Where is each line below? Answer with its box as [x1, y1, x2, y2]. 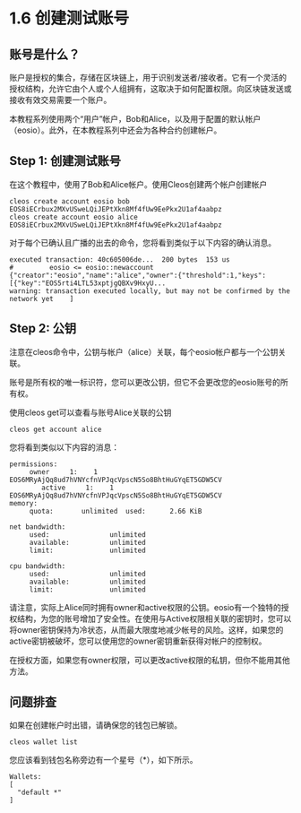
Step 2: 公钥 [9, 321, 77, 336]
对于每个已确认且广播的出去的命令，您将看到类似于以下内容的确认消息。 [9, 237, 276, 247]
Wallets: [9, 773, 42, 782]
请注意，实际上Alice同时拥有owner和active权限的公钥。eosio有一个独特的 [9, 601, 282, 612]
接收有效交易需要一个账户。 [9, 95, 112, 105]
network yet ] [9, 294, 74, 303]
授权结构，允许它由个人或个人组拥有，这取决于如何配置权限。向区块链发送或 [9, 83, 292, 94]
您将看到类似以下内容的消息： [9, 441, 119, 453]
